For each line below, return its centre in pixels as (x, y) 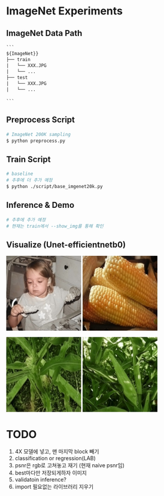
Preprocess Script (41, 120)
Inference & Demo (40, 205)
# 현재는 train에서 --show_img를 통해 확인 (55, 226)
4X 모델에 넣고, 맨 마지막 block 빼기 (57, 452)
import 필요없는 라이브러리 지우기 (54, 487)
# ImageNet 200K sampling (38, 134)
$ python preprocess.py (36, 141)
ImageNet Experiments (65, 11)
